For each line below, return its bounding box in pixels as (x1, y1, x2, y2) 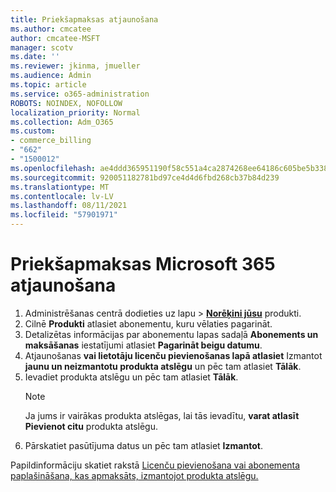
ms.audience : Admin (10, 71, 92, 81)
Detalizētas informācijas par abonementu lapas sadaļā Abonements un (24, 328, 319, 340)
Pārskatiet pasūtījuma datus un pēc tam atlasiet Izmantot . (24, 439, 263, 451)
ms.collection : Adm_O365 (10, 117, 114, 127)
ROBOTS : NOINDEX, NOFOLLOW (10, 98, 123, 108)
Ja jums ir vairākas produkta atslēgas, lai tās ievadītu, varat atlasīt (24, 409, 300, 421)
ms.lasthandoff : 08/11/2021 (10, 201, 128, 211)
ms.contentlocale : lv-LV (10, 191, 114, 201)
